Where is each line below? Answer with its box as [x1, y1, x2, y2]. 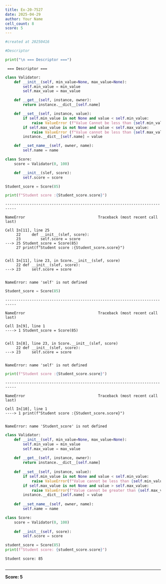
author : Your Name [5, 16, 43, 21]
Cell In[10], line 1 [5, 406, 48, 411]
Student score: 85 [5, 556, 43, 561]
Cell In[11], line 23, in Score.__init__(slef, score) [5, 259, 121, 263]
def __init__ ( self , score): [14, 529, 72, 534]
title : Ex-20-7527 [5, 7, 43, 12]
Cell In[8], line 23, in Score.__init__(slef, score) [5, 341, 119, 346]
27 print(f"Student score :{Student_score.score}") [16, 245, 125, 251]
